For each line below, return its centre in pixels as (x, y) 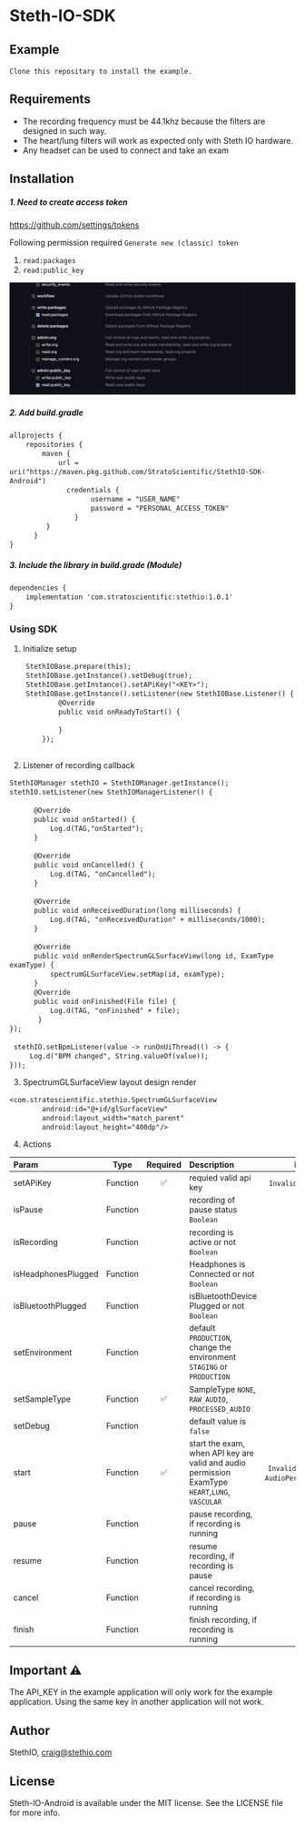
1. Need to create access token (69, 202)
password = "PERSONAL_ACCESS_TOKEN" (160, 509)
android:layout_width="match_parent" (113, 1119)
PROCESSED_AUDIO (220, 1409)
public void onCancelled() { (89, 866)
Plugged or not (217, 1306)
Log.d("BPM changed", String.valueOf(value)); (119, 1057)
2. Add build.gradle (47, 412)
